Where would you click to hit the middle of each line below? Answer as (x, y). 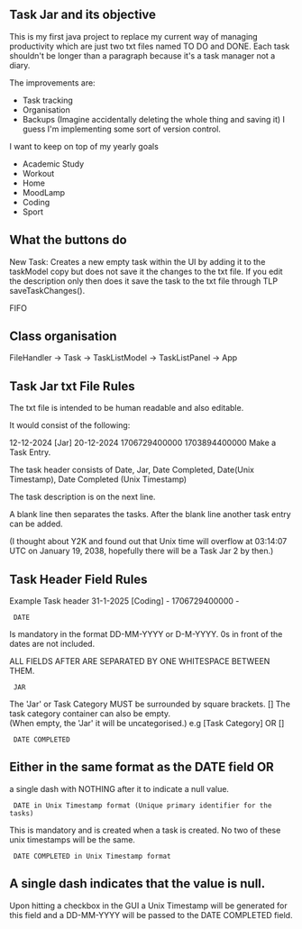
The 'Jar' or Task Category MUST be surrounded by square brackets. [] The (150, 704)
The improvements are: (53, 82)
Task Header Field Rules (78, 579)
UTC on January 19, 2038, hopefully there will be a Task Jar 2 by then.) (142, 551)
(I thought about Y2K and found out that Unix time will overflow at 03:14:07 (148, 542)
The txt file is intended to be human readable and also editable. (127, 408)
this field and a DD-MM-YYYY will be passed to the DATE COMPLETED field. (151, 915)
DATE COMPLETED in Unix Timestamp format (92, 856)
